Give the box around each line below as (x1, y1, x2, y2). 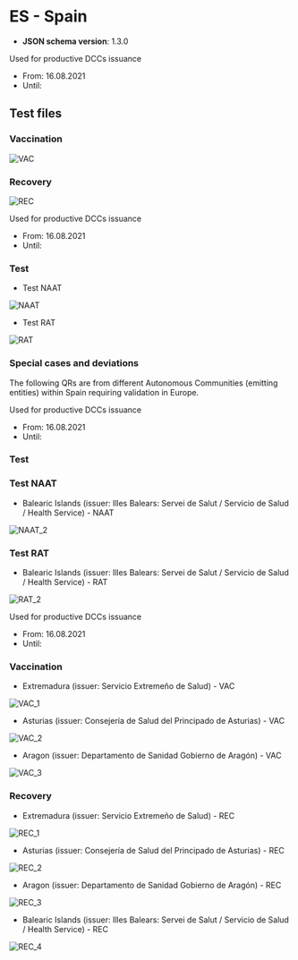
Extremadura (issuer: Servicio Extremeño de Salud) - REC (21, 810, 235, 820)
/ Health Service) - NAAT (21, 507, 115, 518)
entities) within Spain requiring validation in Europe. (9, 387, 200, 397)
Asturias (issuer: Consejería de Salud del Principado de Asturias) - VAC (21, 716, 285, 726)
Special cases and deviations (9, 357, 140, 370)
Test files (9, 106, 63, 122)
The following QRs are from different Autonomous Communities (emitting (9, 378, 278, 388)
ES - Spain (9, 6, 88, 27)
